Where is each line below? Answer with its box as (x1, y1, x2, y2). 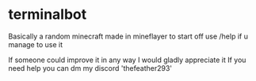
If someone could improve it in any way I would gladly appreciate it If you (8, 55, 246, 64)
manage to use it (8, 39, 63, 49)
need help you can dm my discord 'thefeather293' (8, 63, 173, 72)
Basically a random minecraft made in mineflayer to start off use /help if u (8, 31, 248, 41)
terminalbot (8, 6, 87, 24)
